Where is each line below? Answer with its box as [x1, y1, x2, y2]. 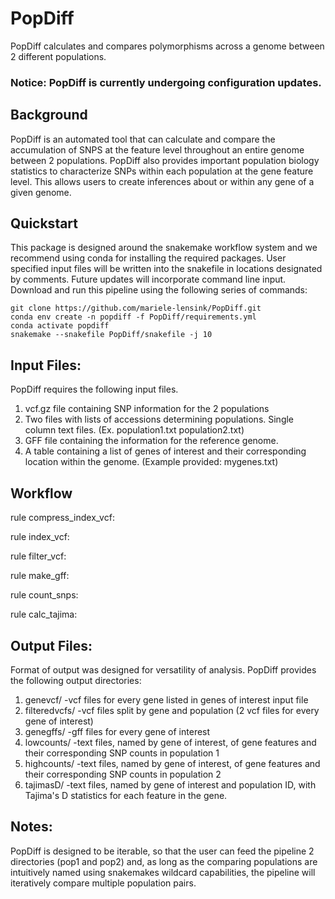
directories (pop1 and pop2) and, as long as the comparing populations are [10, 855, 318, 867]
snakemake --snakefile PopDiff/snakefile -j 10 [10, 330, 213, 340]
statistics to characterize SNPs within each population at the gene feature [10, 165, 314, 177]
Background [10, 107, 88, 124]
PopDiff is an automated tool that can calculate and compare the [10, 133, 276, 145]
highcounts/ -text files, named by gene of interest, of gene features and [24, 757, 321, 769]
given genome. [10, 186, 72, 198]
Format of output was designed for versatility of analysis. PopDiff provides [10, 663, 317, 676]
